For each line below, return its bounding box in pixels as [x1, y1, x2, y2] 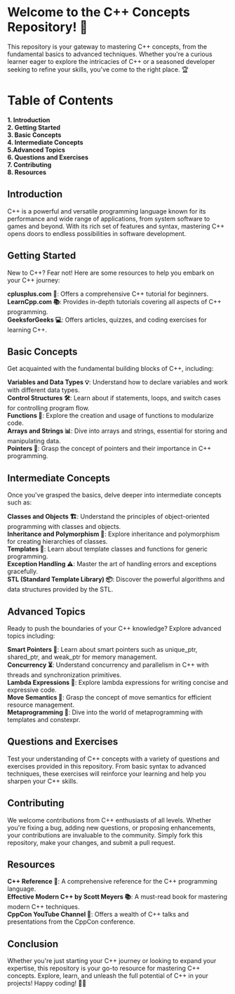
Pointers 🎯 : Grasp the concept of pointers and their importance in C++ [7, 444, 212, 453]
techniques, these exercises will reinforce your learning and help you [7, 769, 207, 778]
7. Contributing [7, 160, 52, 169]
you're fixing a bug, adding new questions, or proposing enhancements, [7, 823, 216, 832]
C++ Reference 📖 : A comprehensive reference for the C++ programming [7, 877, 217, 886]
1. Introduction [7, 115, 51, 124]
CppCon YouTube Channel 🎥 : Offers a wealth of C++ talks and [7, 910, 189, 919]
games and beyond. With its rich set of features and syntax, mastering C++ [7, 222, 224, 230]
